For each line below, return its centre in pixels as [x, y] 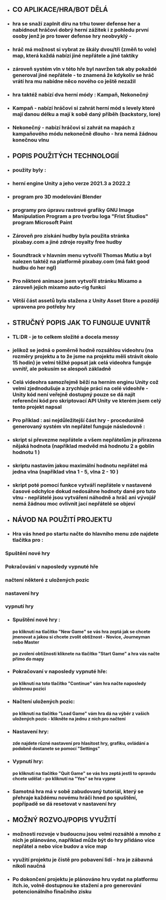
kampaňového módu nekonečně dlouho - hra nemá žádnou [85, 133]
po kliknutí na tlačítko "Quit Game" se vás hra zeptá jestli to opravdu [84, 773]
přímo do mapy [28, 659]
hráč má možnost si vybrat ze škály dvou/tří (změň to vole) [84, 50]
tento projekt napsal [37, 407]
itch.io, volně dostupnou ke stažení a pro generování [77, 885]
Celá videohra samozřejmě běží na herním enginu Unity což [85, 382]
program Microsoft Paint [42, 223]
